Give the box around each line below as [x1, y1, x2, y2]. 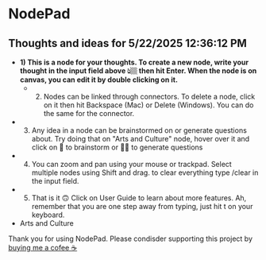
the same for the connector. [43, 109, 135, 118]
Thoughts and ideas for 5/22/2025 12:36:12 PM [8, 37, 248, 50]
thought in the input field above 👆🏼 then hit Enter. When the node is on [19, 66, 257, 76]
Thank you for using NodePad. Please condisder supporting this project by [8, 234, 253, 243]
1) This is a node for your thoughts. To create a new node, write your [19, 57, 249, 67]
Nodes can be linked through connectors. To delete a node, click [43, 92, 256, 101]
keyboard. [31, 210, 65, 219]
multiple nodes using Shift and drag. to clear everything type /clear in [31, 168, 259, 177]
